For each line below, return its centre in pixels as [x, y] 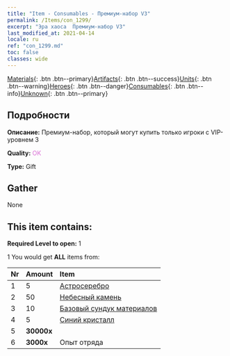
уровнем [20, 139]
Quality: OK [24, 153]
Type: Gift [22, 166]
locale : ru [23, 40]
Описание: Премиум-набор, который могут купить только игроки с [108, 132]
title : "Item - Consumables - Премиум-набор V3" [79, 14]
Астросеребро [84, 286]
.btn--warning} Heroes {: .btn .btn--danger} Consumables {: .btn [96, 86]
